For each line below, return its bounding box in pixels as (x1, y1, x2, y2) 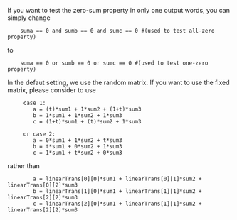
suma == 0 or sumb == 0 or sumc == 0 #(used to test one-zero (20, 60, 209, 67)
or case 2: (23, 131, 56, 138)
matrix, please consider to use (7, 86, 96, 94)
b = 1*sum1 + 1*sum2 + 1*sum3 (33, 112, 122, 119)
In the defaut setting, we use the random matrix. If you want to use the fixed (7, 78, 230, 87)
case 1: (23, 99, 46, 106)
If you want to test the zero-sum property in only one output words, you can (7, 6, 230, 14)
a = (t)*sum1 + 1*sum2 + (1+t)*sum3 (33, 106, 142, 113)
